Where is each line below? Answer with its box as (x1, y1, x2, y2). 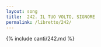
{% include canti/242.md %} (6, 35, 75, 42)
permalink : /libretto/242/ (6, 19, 72, 25)
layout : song (6, 8, 38, 15)
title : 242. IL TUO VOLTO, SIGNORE (6, 14, 95, 20)
